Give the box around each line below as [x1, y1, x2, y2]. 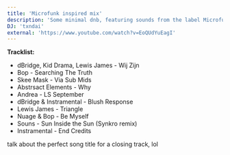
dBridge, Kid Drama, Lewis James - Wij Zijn [16, 61, 140, 69]
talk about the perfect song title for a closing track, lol [7, 140, 159, 148]
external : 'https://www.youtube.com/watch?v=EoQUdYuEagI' [7, 29, 176, 36]
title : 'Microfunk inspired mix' [7, 10, 103, 17]
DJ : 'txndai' [7, 23, 44, 29]
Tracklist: [7, 48, 35, 56]
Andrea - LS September [16, 91, 84, 99]
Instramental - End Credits [16, 127, 92, 135]
